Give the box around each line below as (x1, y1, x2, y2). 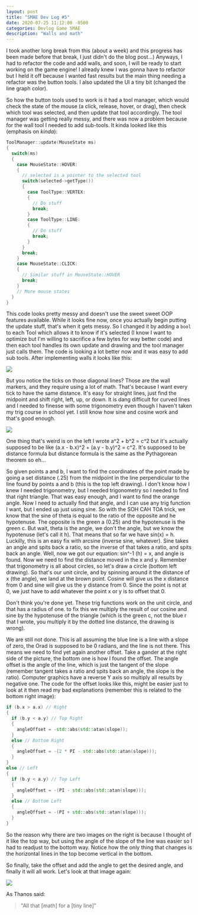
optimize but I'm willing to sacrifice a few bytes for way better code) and (6, 335, 183, 343)
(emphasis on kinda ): (6, 128, 58, 135)
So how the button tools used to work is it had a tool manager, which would (6, 96, 189, 104)
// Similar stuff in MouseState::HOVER (21, 272, 120, 278)
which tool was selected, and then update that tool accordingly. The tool (6, 109, 182, 116)
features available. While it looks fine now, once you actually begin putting (6, 316, 187, 324)
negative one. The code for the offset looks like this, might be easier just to (6, 680, 189, 688)
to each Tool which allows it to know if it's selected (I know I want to (6, 329, 172, 336)
